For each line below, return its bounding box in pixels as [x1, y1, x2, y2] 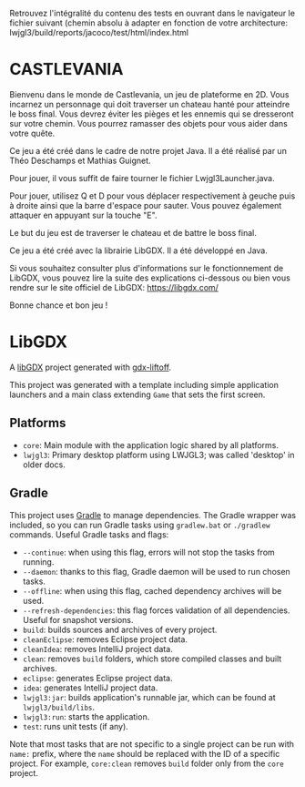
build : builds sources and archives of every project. [22, 624, 218, 635]
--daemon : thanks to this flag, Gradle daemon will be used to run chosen [22, 566, 291, 577]
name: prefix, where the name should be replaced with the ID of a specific [9, 748, 280, 759]
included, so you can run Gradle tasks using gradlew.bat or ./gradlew [9, 519, 270, 530]
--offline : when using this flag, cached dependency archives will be [22, 585, 282, 596]
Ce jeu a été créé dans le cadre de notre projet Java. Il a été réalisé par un [9, 145, 287, 156]
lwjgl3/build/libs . [22, 701, 96, 712]
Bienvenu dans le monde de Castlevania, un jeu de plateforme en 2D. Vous [9, 88, 290, 99]
